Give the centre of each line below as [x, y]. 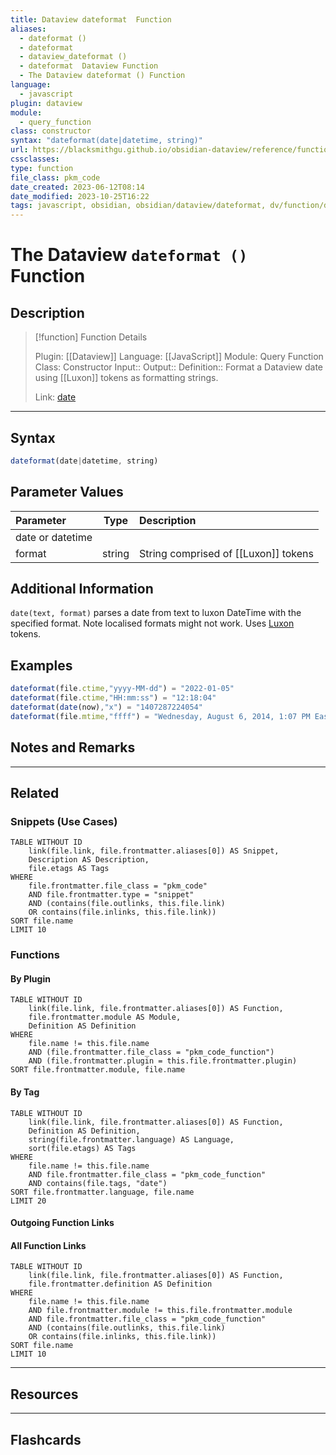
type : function [42, 168]
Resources [44, 1394]
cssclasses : [35, 159]
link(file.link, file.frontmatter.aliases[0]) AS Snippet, [154, 851]
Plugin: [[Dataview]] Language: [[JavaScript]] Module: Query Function [179, 357]
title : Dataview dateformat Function [91, 19]
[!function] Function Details [91, 337]
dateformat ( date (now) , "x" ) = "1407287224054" [106, 707]
